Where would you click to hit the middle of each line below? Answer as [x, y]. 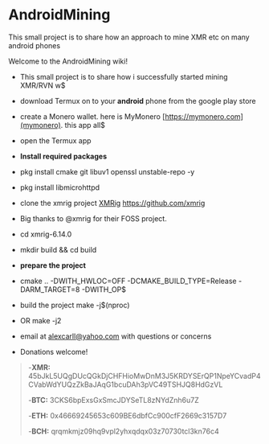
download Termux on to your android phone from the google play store [138, 101]
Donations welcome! [54, 351]
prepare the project [53, 265]
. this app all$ [83, 125]
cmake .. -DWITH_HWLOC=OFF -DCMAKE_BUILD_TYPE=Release [128, 281]
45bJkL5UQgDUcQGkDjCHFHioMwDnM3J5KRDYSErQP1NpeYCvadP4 [144, 376]
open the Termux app [55, 140]
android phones [35, 45]
